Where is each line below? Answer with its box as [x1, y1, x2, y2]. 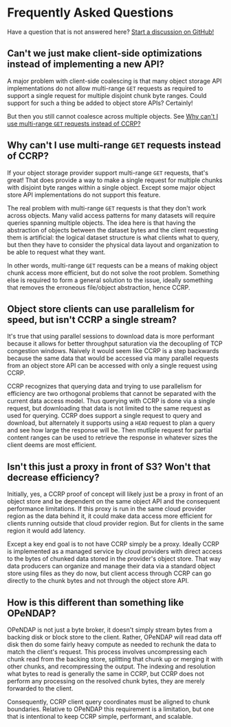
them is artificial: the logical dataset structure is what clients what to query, [7, 233, 220, 241]
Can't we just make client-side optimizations [7, 48, 203, 59]
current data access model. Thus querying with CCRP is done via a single [7, 397, 215, 405]
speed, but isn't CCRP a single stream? [7, 314, 177, 326]
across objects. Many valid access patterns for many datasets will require [7, 211, 216, 219]
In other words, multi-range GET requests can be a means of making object [7, 261, 218, 270]
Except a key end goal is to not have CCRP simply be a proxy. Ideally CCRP [7, 540, 220, 548]
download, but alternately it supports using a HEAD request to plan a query [7, 419, 215, 427]
